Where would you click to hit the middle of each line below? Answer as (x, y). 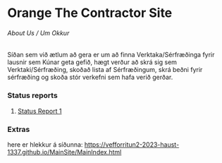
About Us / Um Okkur (38, 32)
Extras (19, 129)
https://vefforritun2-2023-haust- (132, 144)
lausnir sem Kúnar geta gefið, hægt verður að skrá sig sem (92, 62)
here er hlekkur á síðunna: (45, 144)
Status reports (32, 95)
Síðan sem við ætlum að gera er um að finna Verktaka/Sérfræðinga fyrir (111, 55)
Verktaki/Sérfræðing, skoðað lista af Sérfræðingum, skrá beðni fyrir (105, 70)
